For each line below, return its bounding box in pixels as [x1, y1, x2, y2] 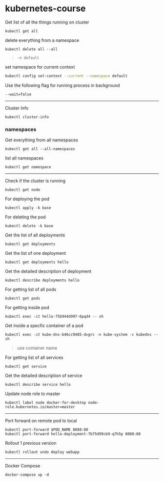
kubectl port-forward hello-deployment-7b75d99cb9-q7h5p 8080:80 [5, 431, 141, 437]
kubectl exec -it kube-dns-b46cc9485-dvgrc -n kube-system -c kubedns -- [5, 332, 159, 337]
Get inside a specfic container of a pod [5, 322, 83, 329]
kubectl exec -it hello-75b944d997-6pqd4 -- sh [5, 314, 104, 319]
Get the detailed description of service [5, 373, 82, 378]
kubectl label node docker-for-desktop [5, 401, 86, 405]
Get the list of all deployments [5, 232, 65, 238]
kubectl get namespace [5, 165, 51, 170]
